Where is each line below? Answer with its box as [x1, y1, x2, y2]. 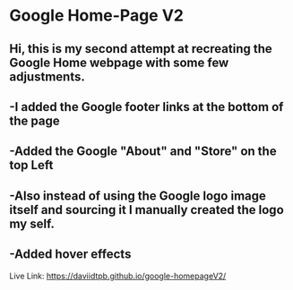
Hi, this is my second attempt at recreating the [9, 41, 273, 56]
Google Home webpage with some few [9, 55, 229, 70]
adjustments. [9, 69, 85, 84]
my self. [9, 216, 56, 231]
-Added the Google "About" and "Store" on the [9, 144, 277, 159]
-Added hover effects [9, 247, 132, 262]
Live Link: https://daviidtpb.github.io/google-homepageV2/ [9, 270, 227, 281]
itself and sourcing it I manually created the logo [9, 202, 284, 217]
